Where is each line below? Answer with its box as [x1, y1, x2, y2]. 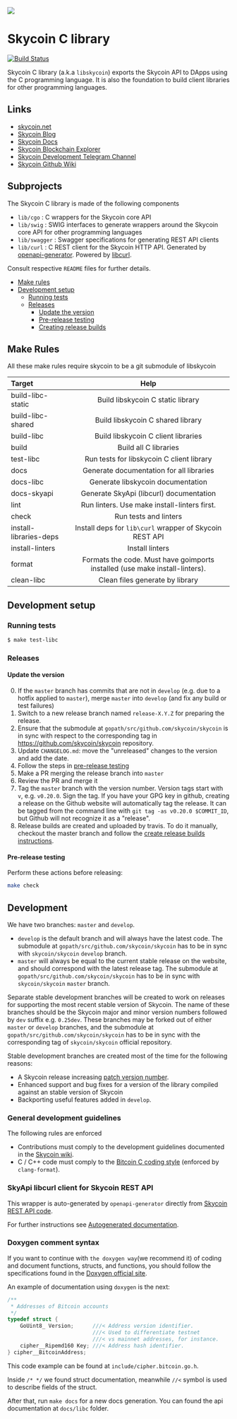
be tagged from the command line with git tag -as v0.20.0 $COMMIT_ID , [17, 806, 229, 816]
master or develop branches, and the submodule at [7, 1023, 154, 1031]
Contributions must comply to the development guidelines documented [17, 1143, 224, 1151]
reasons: [7, 1059, 33, 1067]
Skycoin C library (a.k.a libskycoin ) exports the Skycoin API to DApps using [7, 68, 228, 76]
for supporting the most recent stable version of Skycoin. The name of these [7, 1000, 230, 1008]
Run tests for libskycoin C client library [84, 454, 212, 464]
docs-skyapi [11, 488, 54, 498]
